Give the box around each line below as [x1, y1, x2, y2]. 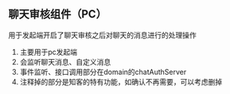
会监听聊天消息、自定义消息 [19, 57, 111, 66]
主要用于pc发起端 [19, 47, 78, 57]
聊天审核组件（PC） [8, 7, 107, 22]
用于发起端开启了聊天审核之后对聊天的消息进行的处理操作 [8, 30, 197, 40]
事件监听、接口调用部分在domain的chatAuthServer [19, 67, 187, 76]
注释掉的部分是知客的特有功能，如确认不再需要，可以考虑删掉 [19, 76, 223, 86]
